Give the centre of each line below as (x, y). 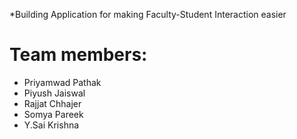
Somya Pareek (53, 114)
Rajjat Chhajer (52, 103)
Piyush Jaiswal (54, 93)
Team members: (78, 55)
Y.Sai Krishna (51, 125)
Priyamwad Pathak (62, 82)
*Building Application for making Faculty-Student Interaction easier (148, 14)
